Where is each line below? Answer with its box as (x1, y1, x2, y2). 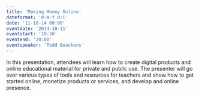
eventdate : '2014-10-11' (6, 25, 68, 32)
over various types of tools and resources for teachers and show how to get (6, 71, 194, 78)
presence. (6, 84, 31, 91)
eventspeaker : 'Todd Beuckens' (6, 43, 85, 48)
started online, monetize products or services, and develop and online (6, 77, 179, 84)
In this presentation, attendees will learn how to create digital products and (6, 58, 191, 66)
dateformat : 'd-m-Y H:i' (6, 14, 68, 20)
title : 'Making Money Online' (6, 8, 82, 15)
